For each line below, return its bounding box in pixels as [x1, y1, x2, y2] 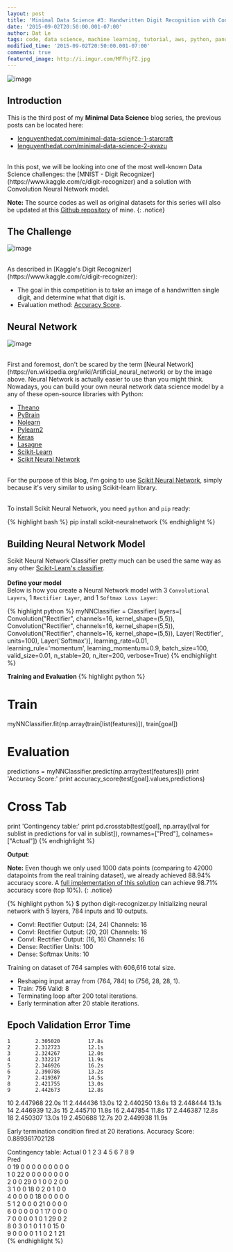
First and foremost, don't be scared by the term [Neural [7, 360, 166, 369]
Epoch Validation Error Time [7, 1019, 131, 1031]
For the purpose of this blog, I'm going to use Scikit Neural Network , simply [7, 476, 223, 485]
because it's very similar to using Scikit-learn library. [7, 483, 157, 492]
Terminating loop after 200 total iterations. [17, 992, 139, 1000]
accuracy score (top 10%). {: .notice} [7, 886, 113, 894]
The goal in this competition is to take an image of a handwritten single [17, 286, 220, 295]
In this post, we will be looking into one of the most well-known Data [7, 162, 202, 171]
